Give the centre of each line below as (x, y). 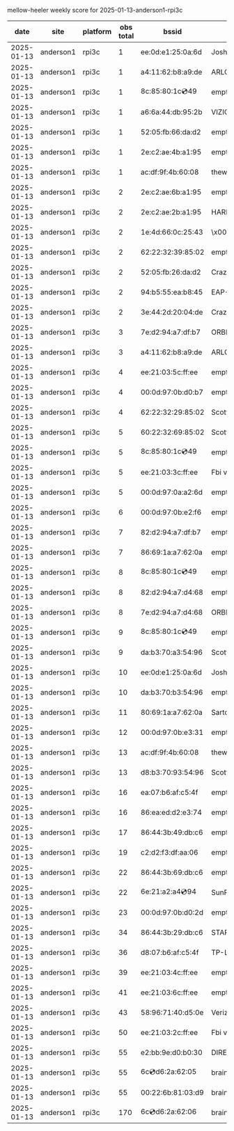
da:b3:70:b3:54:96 (172, 692)
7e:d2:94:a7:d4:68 (172, 612)
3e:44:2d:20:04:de (172, 312)
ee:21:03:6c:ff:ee (169, 992)
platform (97, 32)
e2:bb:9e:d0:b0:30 (172, 1052)
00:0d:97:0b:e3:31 (172, 732)
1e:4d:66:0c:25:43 (172, 232)
